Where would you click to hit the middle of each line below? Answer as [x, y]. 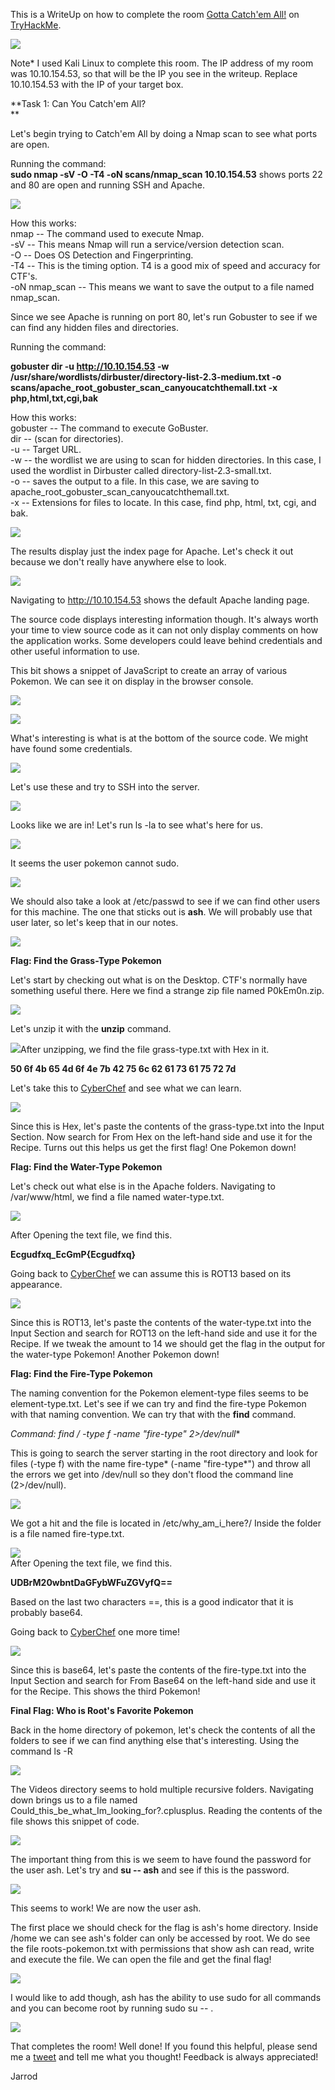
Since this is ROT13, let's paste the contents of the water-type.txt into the [161, 1322]
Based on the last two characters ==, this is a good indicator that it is [152, 1602]
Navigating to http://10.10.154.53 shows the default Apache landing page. [160, 600]
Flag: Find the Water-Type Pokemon [86, 1167]
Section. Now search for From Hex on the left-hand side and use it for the [161, 1137]
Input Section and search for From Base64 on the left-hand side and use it [163, 1680]
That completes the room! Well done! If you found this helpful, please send [164, 2046]
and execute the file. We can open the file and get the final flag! [141, 1959]
